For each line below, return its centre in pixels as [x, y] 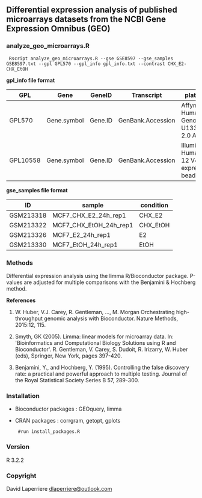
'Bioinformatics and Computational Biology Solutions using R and [95, 342]
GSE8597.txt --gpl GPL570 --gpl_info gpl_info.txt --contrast [86, 64]
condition [154, 205]
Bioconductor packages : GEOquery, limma [68, 409]
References [21, 300]
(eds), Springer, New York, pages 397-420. [68, 356]
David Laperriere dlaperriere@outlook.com [59, 488]
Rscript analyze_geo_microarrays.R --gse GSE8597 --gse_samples [91, 58]
